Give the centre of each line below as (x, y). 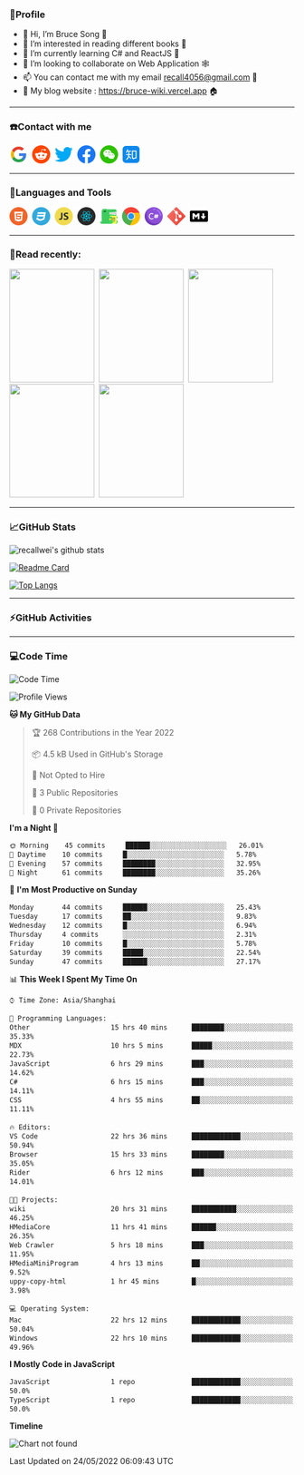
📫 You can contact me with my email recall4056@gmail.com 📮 (140, 77)
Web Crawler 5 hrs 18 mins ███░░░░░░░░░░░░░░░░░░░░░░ (152, 1245)
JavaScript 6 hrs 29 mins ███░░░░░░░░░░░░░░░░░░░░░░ (152, 1064)
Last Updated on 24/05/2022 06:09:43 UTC (91, 1461)
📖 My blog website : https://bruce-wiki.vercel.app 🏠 (120, 91)
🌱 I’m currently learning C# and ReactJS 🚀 (101, 54)
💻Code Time (38, 656)
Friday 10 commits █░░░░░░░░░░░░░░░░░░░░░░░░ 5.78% (133, 944)
